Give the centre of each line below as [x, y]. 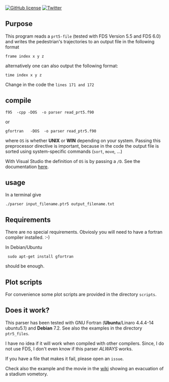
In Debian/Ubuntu [24, 248]
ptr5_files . [17, 333]
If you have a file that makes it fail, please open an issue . [65, 359]
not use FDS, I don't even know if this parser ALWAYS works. [69, 348]
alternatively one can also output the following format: [62, 66]
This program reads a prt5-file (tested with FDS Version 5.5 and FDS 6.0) [83, 36]
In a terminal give [23, 195]
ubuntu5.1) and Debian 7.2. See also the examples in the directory [74, 328]
